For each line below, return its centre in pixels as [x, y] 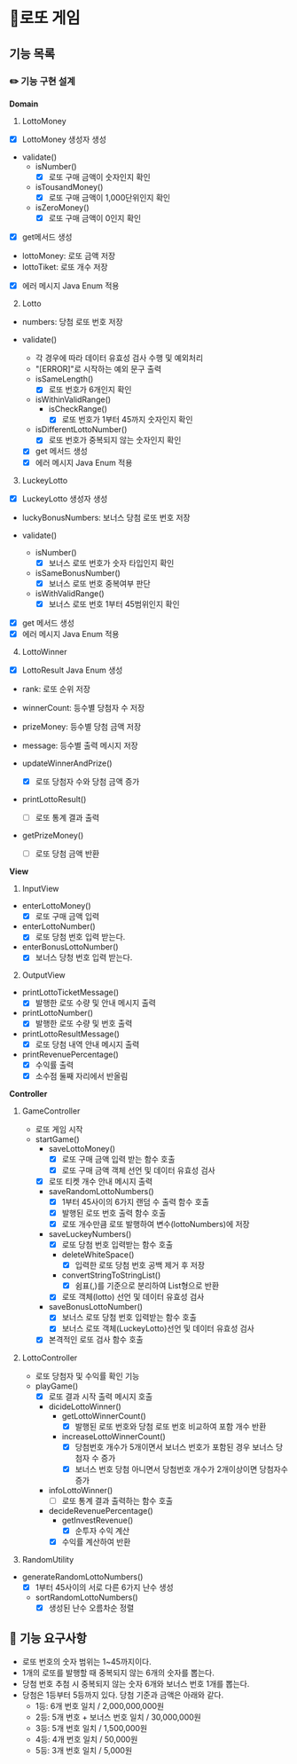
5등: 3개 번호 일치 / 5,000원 [84, 1750]
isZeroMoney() [63, 208]
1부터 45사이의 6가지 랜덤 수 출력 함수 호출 [136, 1201]
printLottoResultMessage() [70, 1034]
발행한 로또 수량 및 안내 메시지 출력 [96, 1003]
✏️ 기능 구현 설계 [42, 81]
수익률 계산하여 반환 [96, 1541]
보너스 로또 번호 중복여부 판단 [99, 583]
